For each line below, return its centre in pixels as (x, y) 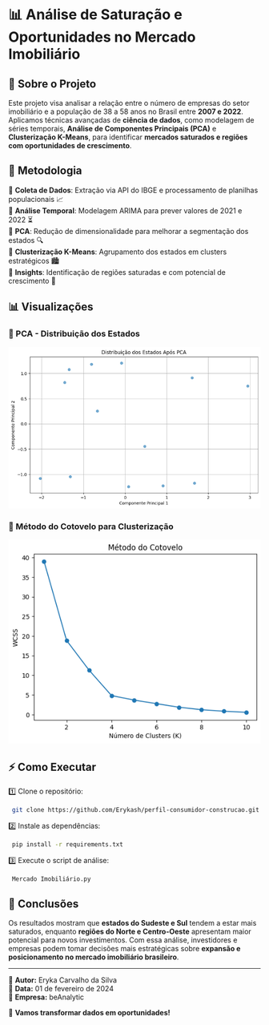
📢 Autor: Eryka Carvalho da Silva (63, 980)
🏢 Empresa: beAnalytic (46, 997)
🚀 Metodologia (45, 171)
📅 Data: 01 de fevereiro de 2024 (61, 989)
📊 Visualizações (51, 307)
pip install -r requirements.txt (68, 844)
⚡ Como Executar (52, 767)
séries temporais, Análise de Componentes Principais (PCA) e (112, 129)
